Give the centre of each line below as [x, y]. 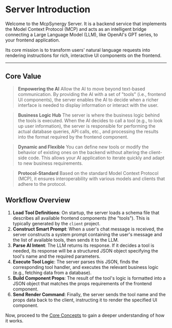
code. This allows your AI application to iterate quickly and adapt [96, 158]
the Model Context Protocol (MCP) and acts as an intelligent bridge [76, 29]
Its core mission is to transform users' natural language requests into [78, 50]
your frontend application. [33, 40]
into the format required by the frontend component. [73, 137]
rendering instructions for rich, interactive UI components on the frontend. [83, 55]
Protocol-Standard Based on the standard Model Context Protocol [88, 173]
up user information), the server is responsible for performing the [87, 126]
